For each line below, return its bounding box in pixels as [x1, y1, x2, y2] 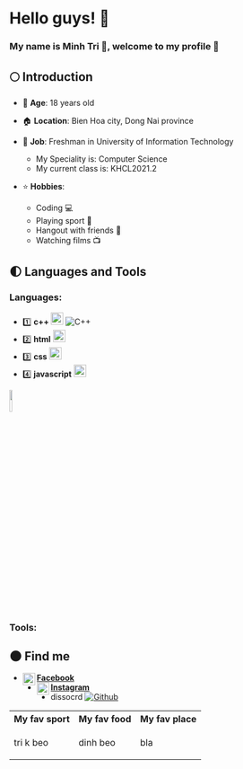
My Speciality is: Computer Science [35, 153, 168, 164]
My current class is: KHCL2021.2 [35, 163, 157, 173]
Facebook [36, 673, 74, 684]
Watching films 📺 [35, 234, 101, 245]
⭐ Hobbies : [22, 181, 65, 191]
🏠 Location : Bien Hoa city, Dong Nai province [22, 115, 195, 126]
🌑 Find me [9, 649, 70, 664]
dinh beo [78, 737, 117, 749]
